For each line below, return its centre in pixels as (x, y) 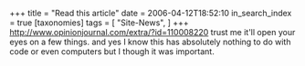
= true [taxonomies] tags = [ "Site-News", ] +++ (99, 23)
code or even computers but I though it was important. (112, 52)
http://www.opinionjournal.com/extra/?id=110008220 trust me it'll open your (152, 32)
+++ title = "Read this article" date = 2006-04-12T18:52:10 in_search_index (151, 13)
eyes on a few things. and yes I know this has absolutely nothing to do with (150, 42)
